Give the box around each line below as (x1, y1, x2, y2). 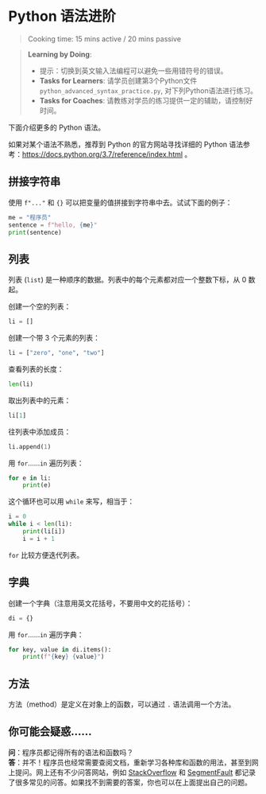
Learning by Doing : (27, 49, 92, 59)
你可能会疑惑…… (8, 725, 93, 738)
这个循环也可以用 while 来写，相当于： (8, 496, 135, 506)
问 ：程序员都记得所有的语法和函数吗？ (8, 747, 133, 757)
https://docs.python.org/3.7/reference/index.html (22, 149, 183, 159)
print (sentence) (8, 228, 62, 236)
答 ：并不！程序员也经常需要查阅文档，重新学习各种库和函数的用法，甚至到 (8, 757, 252, 767)
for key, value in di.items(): (8, 645, 112, 653)
